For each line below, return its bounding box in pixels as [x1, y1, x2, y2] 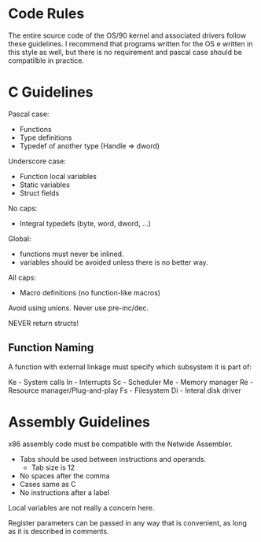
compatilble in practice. [8, 56, 85, 65]
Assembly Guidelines [8, 413, 151, 430]
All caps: [8, 273, 37, 282]
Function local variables [19, 171, 97, 181]
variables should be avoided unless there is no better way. [19, 257, 208, 267]
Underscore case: [8, 156, 67, 166]
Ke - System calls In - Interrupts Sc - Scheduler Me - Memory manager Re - [8, 377, 254, 386]
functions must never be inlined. [19, 249, 124, 258]
